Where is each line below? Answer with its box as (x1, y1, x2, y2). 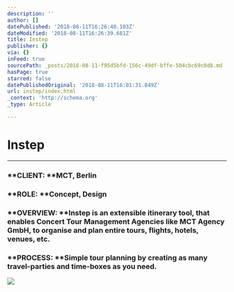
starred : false (7, 75, 52, 82)
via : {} (7, 49, 30, 56)
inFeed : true (7, 56, 45, 63)
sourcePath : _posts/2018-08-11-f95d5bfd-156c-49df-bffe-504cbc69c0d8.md (7, 62, 223, 69)
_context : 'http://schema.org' (7, 95, 98, 102)
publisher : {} (7, 43, 49, 49)
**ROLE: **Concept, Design (7, 189, 107, 199)
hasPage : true (7, 68, 49, 75)
